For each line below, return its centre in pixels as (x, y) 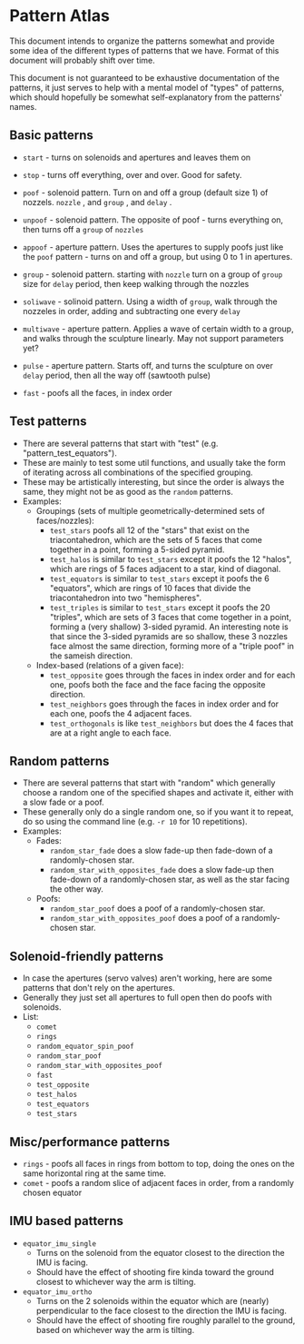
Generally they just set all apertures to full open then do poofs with (147, 998)
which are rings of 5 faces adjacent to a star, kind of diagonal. (165, 568)
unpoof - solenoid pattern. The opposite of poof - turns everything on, (153, 220)
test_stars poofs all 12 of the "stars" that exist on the (149, 530)
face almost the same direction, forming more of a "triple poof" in (172, 646)
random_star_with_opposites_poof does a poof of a (145, 918)
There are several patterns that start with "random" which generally (149, 783)
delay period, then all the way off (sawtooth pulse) (117, 375)
